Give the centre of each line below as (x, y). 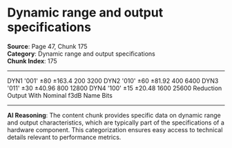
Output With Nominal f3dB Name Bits (60, 95)
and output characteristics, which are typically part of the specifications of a (116, 123)
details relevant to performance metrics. (64, 137)
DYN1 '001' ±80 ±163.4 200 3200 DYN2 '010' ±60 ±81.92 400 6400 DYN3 (113, 81)
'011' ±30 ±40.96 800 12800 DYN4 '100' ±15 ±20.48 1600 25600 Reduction (115, 88)
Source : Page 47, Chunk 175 (47, 46)
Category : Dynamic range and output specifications (81, 54)
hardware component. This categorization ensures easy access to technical (115, 129)
